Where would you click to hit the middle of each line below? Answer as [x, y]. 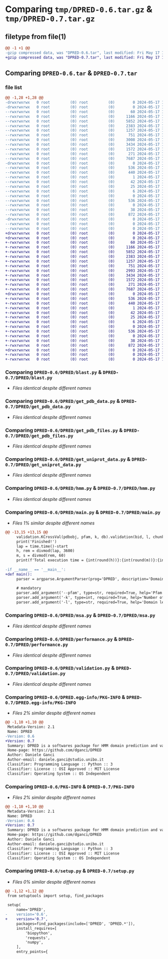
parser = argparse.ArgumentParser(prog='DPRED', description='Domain [90, 579]
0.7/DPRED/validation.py [35, 674]
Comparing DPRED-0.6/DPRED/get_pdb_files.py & [64, 430]
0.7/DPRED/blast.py [29, 378]
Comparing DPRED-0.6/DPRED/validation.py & [60, 668]
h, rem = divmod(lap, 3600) [45, 551]
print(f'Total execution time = [50, 560]
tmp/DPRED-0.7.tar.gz [50, 19]
